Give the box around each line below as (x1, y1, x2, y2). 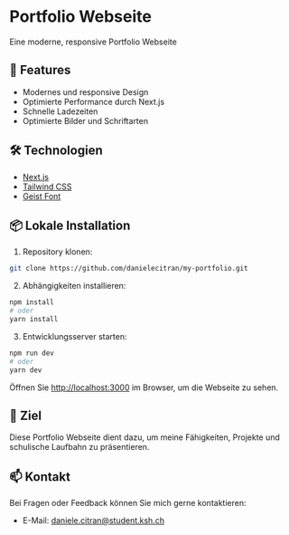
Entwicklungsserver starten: (22, 330, 128, 341)
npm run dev (9, 349, 54, 358)
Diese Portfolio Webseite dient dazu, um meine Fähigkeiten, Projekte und (9, 432, 280, 443)
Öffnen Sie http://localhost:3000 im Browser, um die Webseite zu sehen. (9, 382, 279, 393)
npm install (9, 298, 54, 307)
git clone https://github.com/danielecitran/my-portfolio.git (9, 264, 248, 273)
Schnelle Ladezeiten (22, 106, 98, 117)
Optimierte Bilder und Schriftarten (22, 115, 149, 126)
